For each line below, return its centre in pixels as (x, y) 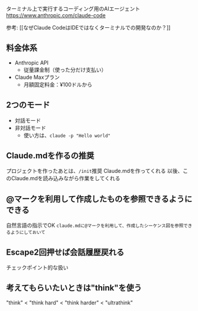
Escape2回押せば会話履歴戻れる (65, 252)
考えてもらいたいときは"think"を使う (74, 288)
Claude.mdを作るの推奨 (50, 156)
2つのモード (28, 105)
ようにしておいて (28, 233)
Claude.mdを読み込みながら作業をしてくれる (66, 178)
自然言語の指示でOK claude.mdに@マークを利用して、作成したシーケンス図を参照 (95, 225)
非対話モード (30, 128)
